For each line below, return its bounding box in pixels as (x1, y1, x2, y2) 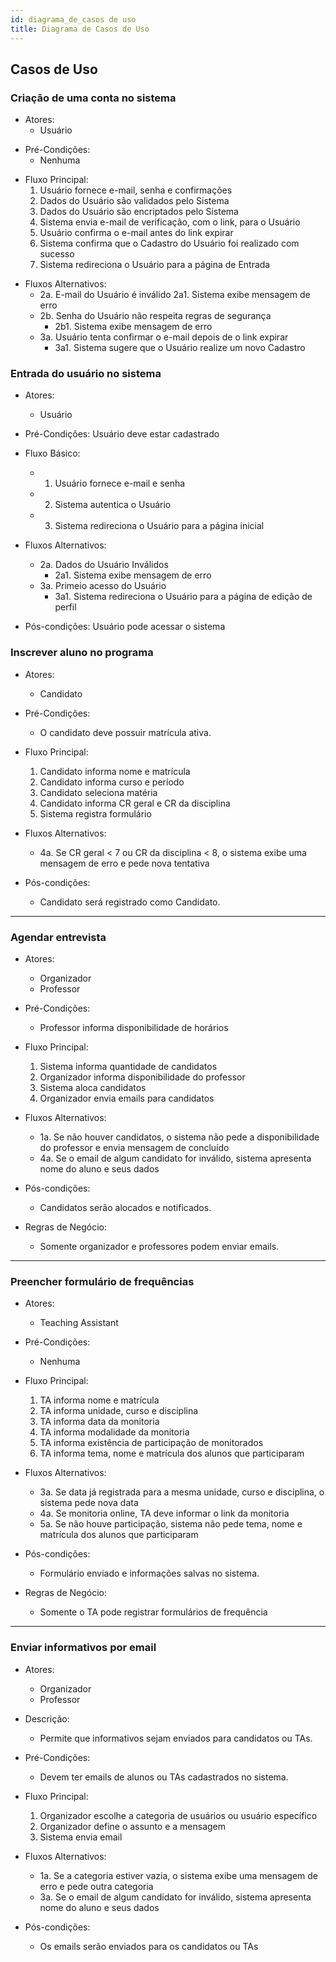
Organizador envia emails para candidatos (39, 1092, 215, 1105)
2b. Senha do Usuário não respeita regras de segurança (39, 310, 272, 322)
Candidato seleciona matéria (39, 786, 158, 798)
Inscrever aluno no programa (10, 646, 154, 660)
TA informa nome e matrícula (39, 1394, 160, 1406)
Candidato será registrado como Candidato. (39, 896, 221, 908)
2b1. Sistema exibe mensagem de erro (54, 321, 213, 333)
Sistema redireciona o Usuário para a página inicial (54, 520, 265, 532)
